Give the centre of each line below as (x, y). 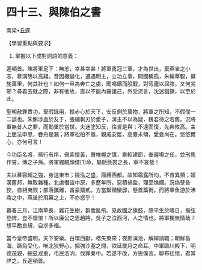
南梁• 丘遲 (18, 30)
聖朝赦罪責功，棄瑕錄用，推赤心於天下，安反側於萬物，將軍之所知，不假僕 (98, 111)
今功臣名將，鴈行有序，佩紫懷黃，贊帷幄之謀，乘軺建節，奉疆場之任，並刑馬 (101, 154)
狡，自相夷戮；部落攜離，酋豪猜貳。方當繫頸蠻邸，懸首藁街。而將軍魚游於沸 (101, 190)
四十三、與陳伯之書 (54, 12)
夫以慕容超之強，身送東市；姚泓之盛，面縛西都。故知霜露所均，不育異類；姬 (101, 175)
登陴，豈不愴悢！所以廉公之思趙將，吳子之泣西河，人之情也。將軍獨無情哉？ (101, 218)
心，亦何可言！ (25, 142)
